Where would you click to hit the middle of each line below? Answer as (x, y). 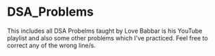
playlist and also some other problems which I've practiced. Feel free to (107, 38)
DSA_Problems (51, 12)
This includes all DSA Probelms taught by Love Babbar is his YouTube (105, 31)
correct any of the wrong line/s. (52, 45)
